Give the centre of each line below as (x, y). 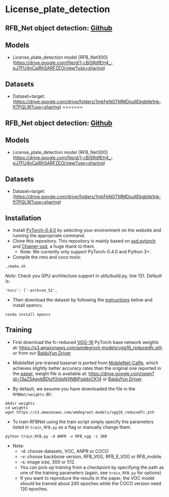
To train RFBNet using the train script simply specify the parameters (83, 422)
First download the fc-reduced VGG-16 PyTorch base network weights (86, 342)
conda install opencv (28, 315)
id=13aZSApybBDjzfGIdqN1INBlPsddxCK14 (57, 379)
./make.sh (16, 266)
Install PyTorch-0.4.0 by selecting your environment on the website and (87, 230)
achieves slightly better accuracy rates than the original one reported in (87, 368)
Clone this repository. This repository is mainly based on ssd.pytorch (84, 241)
